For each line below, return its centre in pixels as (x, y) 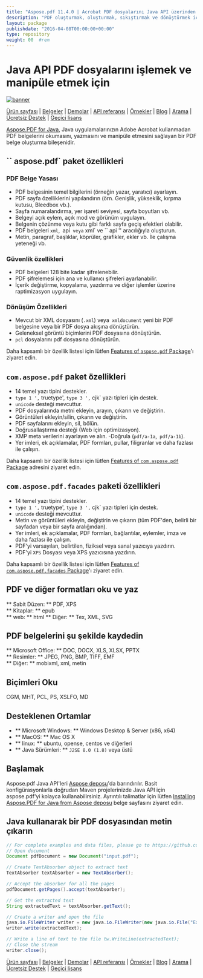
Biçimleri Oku (32, 682)
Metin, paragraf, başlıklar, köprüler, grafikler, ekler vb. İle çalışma (95, 237)
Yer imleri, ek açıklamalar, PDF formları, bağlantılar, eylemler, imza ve (101, 533)
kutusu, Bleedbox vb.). (43, 205)
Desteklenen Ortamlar (49, 716)
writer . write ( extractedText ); (44, 928)
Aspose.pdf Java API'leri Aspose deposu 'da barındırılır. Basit (82, 783)
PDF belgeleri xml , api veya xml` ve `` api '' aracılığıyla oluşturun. (95, 230)
